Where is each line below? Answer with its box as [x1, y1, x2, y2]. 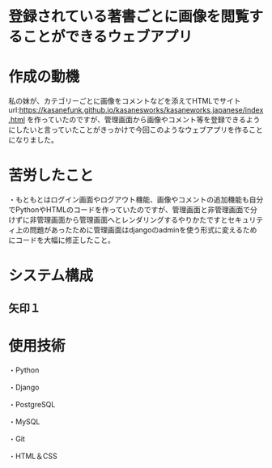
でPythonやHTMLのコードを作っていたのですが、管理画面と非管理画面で [8, 205, 251, 215]
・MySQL [8, 416, 40, 426]
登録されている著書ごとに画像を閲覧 [8, 7, 249, 26]
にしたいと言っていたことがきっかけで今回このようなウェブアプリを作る [8, 125, 249, 134]
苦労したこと [8, 167, 95, 185]
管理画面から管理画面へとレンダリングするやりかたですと [36, 215, 228, 225]
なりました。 [15, 135, 58, 145]
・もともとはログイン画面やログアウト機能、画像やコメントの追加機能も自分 [8, 195, 264, 205]
